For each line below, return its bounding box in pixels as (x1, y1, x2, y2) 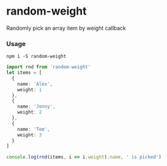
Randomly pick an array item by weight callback (6, 24, 126, 32)
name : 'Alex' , (17, 81, 53, 87)
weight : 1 (17, 86, 43, 92)
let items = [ (6, 70, 43, 76)
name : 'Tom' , (17, 126, 50, 132)
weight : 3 (17, 132, 43, 138)
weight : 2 (17, 109, 43, 116)
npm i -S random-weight (6, 54, 67, 60)
